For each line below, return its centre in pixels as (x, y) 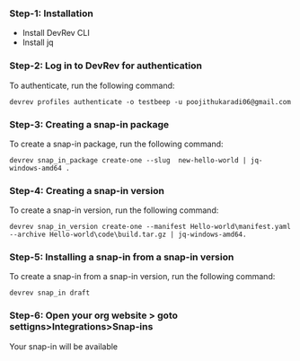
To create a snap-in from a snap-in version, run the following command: (142, 277)
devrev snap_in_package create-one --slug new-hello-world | (128, 160)
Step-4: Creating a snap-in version (87, 190)
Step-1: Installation (52, 13)
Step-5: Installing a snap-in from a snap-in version (122, 257)
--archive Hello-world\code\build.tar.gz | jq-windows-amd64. (128, 235)
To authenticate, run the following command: (92, 85)
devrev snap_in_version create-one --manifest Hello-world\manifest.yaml (150, 227)
